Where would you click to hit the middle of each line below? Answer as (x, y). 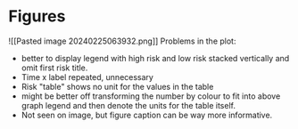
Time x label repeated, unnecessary (87, 77)
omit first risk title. (54, 68)
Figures (37, 16)
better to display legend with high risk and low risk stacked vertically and (155, 58)
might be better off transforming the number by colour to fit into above (151, 96)
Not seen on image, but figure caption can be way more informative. (147, 115)
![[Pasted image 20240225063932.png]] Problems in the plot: (122, 41)
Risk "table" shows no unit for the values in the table (117, 86)
